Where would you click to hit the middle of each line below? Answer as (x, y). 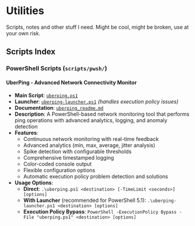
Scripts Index (31, 52)
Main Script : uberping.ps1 (46, 96)
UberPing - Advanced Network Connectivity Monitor (71, 82)
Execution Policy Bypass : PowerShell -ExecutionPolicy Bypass (100, 212)
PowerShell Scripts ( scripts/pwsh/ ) (57, 69)
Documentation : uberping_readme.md (59, 108)
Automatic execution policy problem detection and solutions (96, 177)
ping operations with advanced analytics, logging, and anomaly (91, 120)
